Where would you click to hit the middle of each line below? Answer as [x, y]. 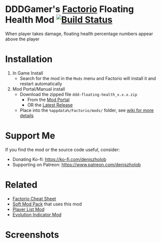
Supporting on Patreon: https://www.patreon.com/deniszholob [77, 164]
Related [21, 185]
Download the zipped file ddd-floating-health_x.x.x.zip [79, 94]
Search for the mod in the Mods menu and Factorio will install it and [88, 78]
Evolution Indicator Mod [37, 214]
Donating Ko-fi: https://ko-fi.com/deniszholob [59, 159]
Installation [29, 59]
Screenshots [32, 235]
